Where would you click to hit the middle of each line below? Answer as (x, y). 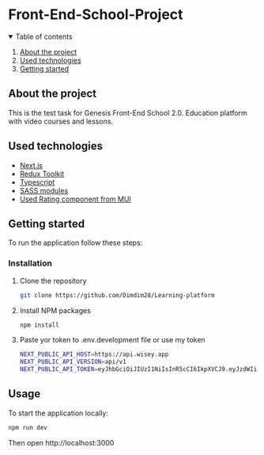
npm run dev (28, 427)
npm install (39, 325)
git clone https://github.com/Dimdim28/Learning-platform (117, 295)
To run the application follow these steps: (75, 243)
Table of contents (44, 36)
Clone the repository (53, 281)
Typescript (37, 182)
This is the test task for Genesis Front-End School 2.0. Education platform (128, 113)
